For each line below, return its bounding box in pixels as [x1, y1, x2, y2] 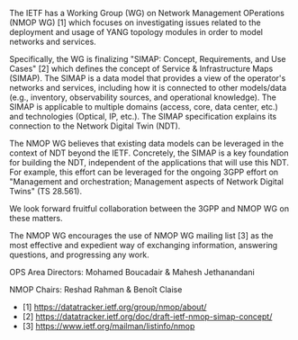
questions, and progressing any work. [9, 249, 150, 260]
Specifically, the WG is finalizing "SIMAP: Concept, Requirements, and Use [9, 54, 286, 64]
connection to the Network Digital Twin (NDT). [9, 121, 181, 131]
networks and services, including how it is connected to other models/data [9, 83, 287, 93]
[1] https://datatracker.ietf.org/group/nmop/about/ [22, 301, 207, 312]
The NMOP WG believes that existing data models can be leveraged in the [9, 139, 284, 148]
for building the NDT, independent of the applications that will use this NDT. [9, 157, 290, 167]
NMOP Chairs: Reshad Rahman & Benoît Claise [9, 284, 183, 295]
